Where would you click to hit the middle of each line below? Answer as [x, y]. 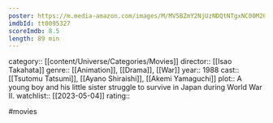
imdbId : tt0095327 [39, 23]
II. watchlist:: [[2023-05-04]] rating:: [69, 96]
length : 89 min [34, 38]
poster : [22, 16]
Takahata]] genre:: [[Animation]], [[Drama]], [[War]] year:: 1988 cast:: [124, 70]
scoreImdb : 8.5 [34, 31]
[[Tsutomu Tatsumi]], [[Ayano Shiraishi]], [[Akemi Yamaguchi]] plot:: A [125, 78]
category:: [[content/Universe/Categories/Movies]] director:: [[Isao [120, 61]
